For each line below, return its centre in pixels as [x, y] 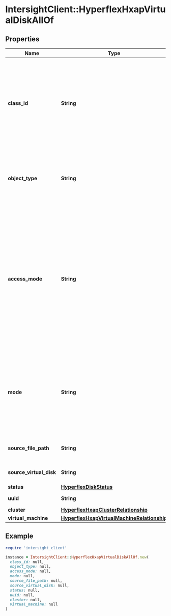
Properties [22, 39]
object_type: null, [31, 567]
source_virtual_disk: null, [40, 585]
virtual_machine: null [34, 604]
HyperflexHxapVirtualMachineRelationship [114, 518]
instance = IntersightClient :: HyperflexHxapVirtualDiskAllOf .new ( [77, 557]
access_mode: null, [31, 571]
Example [19, 536]
